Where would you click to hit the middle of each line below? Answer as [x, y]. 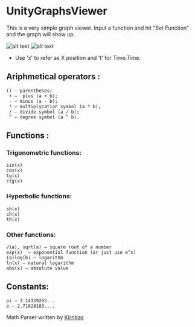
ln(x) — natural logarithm [40, 263]
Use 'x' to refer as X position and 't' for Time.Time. [78, 57]
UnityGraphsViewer [57, 11]
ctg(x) [14, 181]
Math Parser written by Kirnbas [45, 317]
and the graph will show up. [41, 34]
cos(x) [14, 170]
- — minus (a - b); [34, 101]
